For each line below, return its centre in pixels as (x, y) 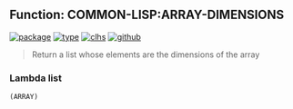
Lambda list (35, 78)
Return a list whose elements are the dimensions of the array (146, 54)
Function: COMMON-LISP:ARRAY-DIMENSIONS (147, 15)
